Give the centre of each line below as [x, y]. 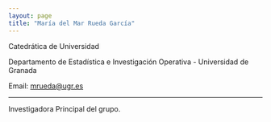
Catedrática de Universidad [54, 46]
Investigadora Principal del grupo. [65, 108]
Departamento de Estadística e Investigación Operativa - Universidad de [129, 62]
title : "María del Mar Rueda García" [72, 23]
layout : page [30, 16]
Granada [23, 70]
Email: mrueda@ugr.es [46, 86]
